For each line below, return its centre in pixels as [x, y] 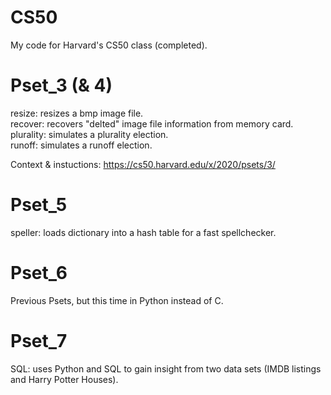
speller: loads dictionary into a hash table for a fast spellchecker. [143, 232]
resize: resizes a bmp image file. [77, 113]
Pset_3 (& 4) [61, 85]
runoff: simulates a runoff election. [81, 145]
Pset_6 [39, 273]
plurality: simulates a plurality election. [89, 134]
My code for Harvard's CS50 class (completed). [109, 45]
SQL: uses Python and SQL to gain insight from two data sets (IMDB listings [166, 368]
